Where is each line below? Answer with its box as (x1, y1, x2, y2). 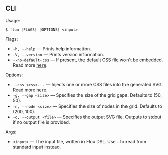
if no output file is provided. (12, 119, 70, 125)
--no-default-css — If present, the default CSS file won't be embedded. (12, 57, 163, 63)
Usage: (5, 17, 20, 23)
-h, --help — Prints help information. (12, 45, 91, 52)
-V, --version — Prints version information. (12, 51, 105, 57)
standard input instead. (12, 144, 61, 150)
